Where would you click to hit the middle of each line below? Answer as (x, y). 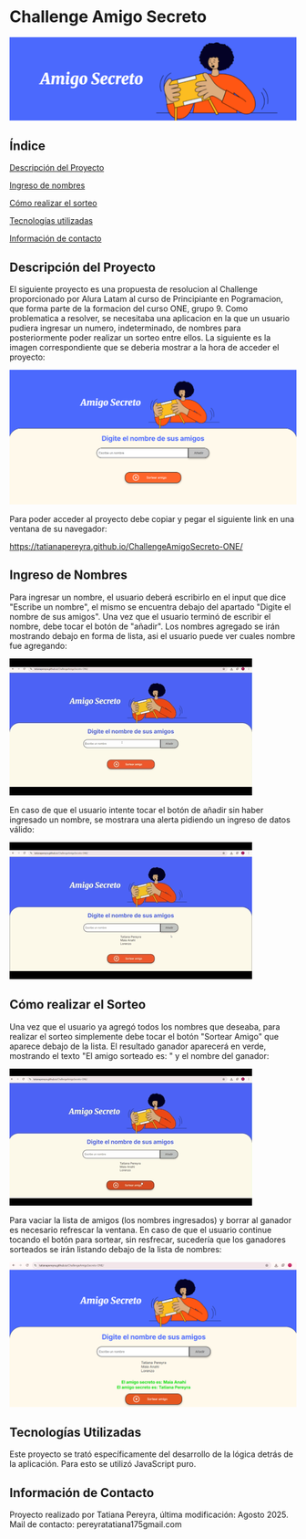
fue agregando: (38, 645)
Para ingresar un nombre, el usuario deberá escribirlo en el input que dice (148, 597)
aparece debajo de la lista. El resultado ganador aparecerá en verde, (138, 1046)
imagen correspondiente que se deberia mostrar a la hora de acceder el (144, 348)
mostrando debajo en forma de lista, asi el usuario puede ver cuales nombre (153, 635)
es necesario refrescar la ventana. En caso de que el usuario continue (141, 1230)
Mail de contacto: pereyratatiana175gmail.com (96, 1524)
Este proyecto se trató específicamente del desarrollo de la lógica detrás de (152, 1454)
